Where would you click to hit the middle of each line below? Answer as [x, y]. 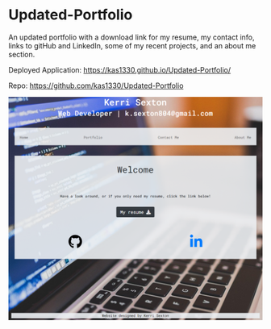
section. [22, 54]
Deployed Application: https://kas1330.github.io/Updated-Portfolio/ [120, 69]
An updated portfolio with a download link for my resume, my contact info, [132, 37]
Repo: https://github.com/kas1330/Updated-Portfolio [96, 85]
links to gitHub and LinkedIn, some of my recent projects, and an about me [132, 45]
